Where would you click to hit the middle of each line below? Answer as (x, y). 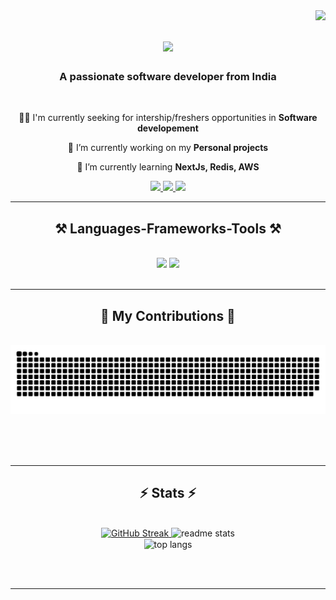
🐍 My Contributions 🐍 (168, 315)
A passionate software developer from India (168, 77)
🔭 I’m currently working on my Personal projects (168, 148)
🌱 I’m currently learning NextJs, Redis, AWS (168, 167)
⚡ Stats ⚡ (168, 493)
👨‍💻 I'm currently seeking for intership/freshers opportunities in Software (168, 118)
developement (168, 128)
